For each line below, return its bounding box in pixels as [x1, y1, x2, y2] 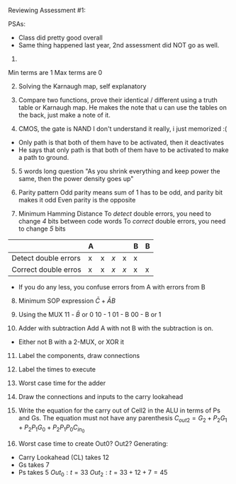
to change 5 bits [18, 224, 66, 233]
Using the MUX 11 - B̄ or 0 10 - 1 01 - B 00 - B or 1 [18, 311, 162, 318]
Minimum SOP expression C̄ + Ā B [18, 296, 116, 305]
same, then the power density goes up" [18, 175, 134, 183]
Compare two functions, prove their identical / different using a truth [18, 96, 218, 104]
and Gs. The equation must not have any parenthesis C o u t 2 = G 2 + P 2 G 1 [18, 414, 227, 424]
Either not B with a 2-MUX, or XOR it [18, 338, 125, 346]
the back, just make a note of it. [18, 111, 111, 119]
